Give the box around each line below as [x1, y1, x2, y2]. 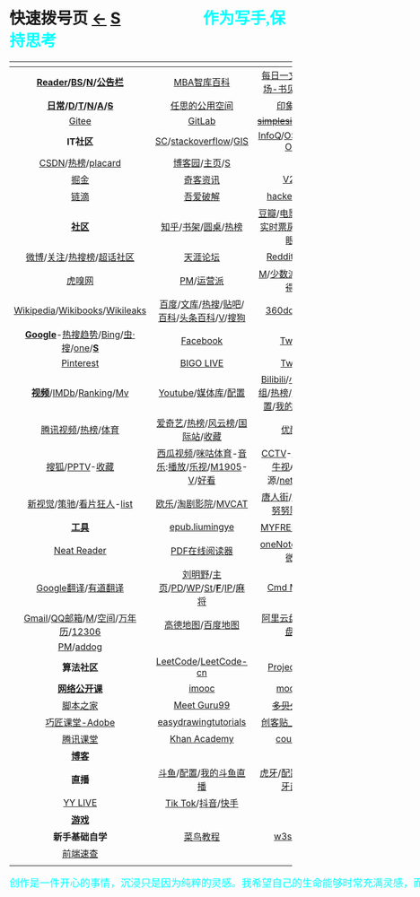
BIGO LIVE [179, 356, 224, 369]
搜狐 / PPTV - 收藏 [46, 460, 115, 473]
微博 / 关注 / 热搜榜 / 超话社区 [25, 250, 135, 263]
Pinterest [61, 356, 100, 369]
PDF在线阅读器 [170, 544, 233, 557]
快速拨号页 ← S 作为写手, [9, 8, 270, 29]
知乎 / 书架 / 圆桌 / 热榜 [161, 221, 243, 233]
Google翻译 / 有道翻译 [36, 581, 124, 594]
